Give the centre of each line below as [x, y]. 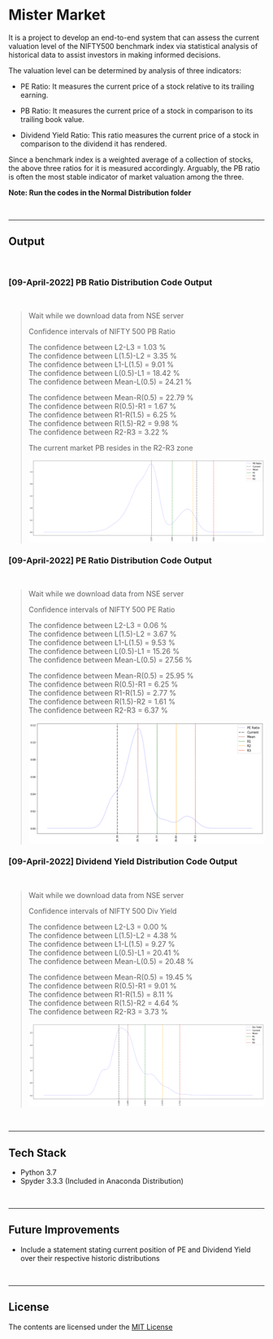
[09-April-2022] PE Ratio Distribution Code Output [110, 560]
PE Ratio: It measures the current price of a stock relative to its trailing [137, 86]
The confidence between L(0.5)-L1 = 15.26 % [104, 652]
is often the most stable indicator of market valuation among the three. [126, 177]
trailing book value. [52, 119]
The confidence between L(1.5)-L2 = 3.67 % [102, 634]
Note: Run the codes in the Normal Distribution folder [100, 192]
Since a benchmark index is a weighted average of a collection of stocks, [131, 159]
